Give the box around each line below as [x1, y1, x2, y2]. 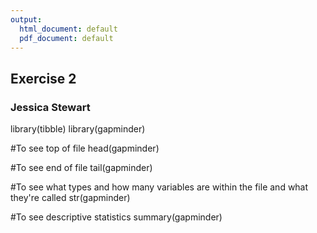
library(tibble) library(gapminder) [10, 123, 146, 135]
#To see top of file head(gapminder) [10, 142, 160, 155]
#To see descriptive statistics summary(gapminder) [10, 211, 223, 223]
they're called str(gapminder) [10, 192, 131, 204]
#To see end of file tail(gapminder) [10, 162, 153, 174]
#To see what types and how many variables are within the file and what [10, 181, 309, 193]
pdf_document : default [19, 33, 114, 43]
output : [10, 14, 43, 25]
